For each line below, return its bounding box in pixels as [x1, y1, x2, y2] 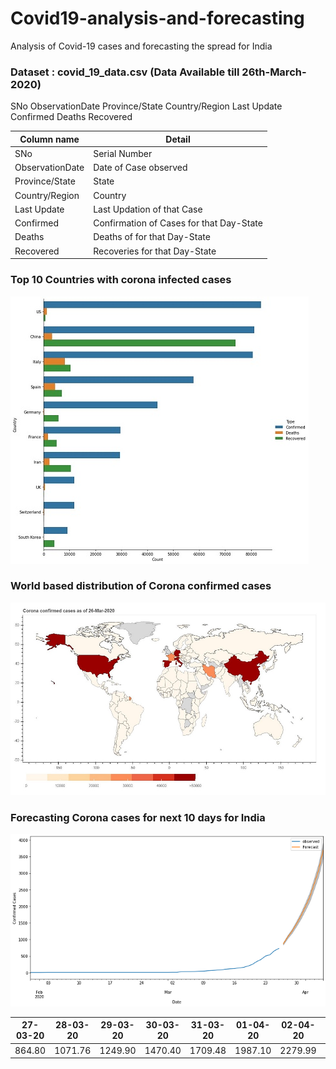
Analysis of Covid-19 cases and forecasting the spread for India [10, 40, 273, 52]
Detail [165, 133, 191, 145]
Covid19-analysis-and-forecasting [10, 7, 305, 30]
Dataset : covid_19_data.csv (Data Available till [10, 65, 240, 79]
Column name [19, 133, 80, 145]
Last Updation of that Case [93, 203, 203, 215]
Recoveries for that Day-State [93, 245, 217, 257]
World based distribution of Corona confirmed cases [10, 579, 272, 593]
